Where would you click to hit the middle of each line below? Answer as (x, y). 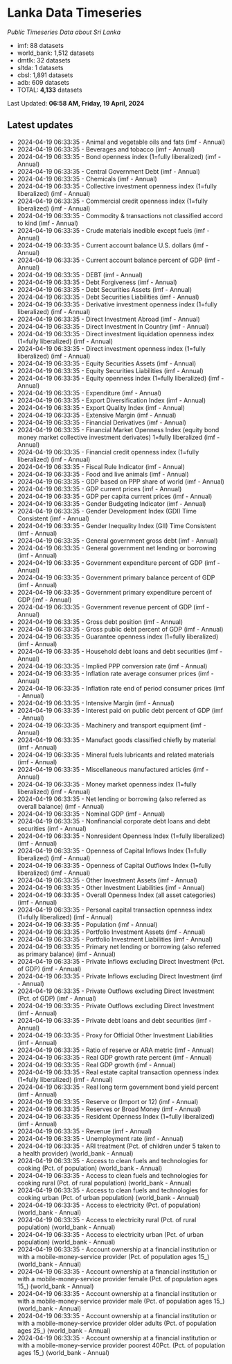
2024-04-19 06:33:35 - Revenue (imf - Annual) (84, 1131)
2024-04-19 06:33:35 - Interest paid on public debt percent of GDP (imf (120, 710)
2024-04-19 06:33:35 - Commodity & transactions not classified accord (120, 215)
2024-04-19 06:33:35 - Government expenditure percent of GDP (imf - (118, 562)
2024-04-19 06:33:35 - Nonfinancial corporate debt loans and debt (114, 821)
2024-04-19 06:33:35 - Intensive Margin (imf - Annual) (96, 702)
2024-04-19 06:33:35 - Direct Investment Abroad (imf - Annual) (108, 319)
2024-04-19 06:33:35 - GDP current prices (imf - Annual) (99, 488)
